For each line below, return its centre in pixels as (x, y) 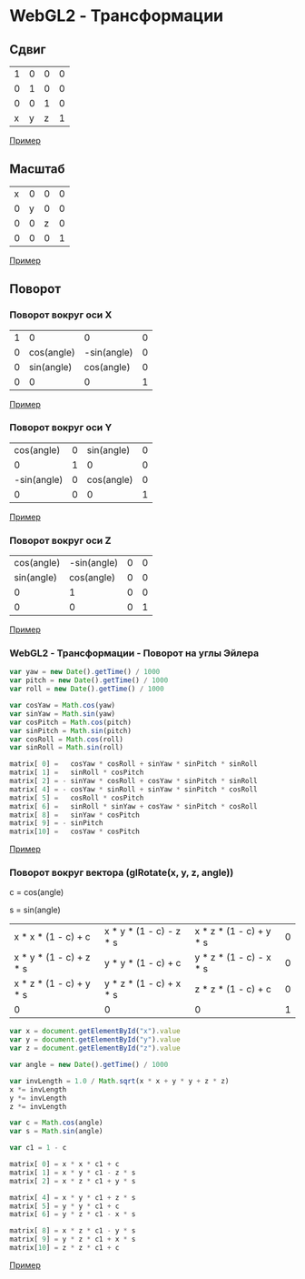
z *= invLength (38, 1106)
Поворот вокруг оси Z (60, 540)
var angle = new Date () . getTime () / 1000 (89, 1065)
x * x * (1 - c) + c (52, 937)
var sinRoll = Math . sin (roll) (67, 748)
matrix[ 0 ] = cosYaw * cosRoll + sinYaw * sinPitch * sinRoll (133, 764)
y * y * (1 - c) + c (143, 963)
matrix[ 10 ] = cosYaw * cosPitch (75, 832)
